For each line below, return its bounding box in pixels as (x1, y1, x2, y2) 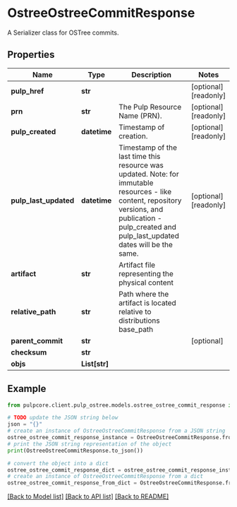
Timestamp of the (119, 143, 178, 153)
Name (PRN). (119, 111, 162, 121)
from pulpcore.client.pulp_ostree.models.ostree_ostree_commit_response (7, 401, 226, 409)
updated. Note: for (119, 169, 179, 179)
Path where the (119, 289, 169, 299)
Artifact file (119, 260, 156, 270)
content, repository (119, 196, 182, 205)
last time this (119, 151, 161, 161)
